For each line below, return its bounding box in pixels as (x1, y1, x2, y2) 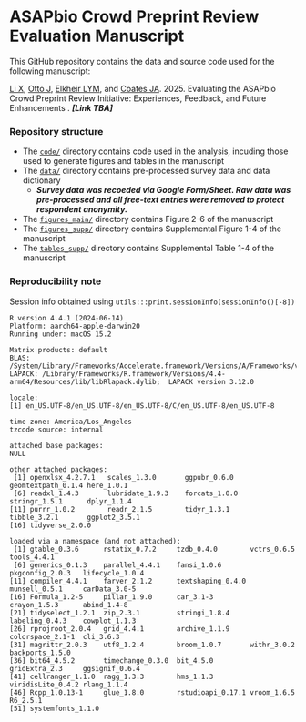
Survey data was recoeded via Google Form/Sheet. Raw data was (36, 185, 291, 196)
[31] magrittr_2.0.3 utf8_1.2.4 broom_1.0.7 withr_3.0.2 (9, 640, 296, 649)
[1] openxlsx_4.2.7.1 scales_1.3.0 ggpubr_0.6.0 (13, 473, 234, 482)
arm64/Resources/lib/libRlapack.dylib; (9, 377, 161, 386)
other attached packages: (9, 464, 107, 474)
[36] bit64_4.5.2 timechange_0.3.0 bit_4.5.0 (9, 656, 214, 666)
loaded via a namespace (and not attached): (9, 536, 181, 545)
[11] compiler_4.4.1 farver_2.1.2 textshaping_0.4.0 (9, 576, 247, 585)
